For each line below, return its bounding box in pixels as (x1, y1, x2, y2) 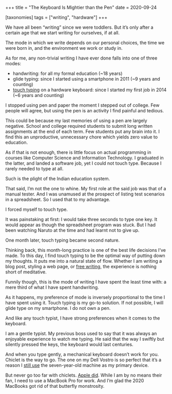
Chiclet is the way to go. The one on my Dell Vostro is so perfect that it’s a (5, 357, 162, 363)
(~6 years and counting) (12, 92, 64, 98)
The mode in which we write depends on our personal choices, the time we (5, 40, 165, 46)
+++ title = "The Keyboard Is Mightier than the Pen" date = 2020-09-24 (5, 5, 157, 10)
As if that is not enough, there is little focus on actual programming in (5, 149, 151, 155)
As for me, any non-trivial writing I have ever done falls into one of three (5, 55, 158, 61)
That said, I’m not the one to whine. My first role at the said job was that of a (5, 186, 166, 191)
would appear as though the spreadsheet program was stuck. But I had (5, 222, 156, 228)
